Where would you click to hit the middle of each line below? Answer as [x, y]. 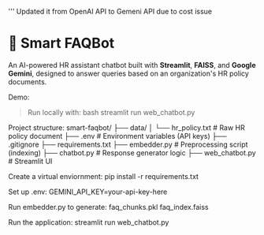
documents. [28, 81]
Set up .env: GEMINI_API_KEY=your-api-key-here [88, 192]
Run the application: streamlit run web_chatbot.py [89, 222]
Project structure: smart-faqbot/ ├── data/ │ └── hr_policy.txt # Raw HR [127, 127]
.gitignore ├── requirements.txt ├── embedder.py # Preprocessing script [128, 144]
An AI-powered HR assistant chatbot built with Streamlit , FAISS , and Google [132, 65]
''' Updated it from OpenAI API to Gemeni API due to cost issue [110, 11]
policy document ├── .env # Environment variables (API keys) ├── [117, 136]
